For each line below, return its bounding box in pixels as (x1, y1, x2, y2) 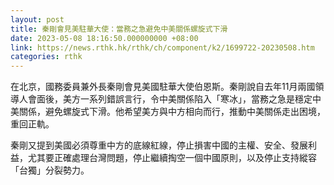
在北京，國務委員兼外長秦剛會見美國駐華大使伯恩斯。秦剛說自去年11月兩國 (10, 81, 316, 93)
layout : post (10, 14, 65, 25)
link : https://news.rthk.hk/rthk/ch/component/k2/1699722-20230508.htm (10, 42, 315, 53)
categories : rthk (10, 52, 83, 62)
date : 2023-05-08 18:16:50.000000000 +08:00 (10, 33, 199, 43)
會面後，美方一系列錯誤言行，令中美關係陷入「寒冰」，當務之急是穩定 (27, 93, 313, 105)
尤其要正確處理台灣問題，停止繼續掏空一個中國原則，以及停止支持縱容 (27, 152, 317, 164)
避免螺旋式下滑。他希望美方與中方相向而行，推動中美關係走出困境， (44, 106, 326, 118)
